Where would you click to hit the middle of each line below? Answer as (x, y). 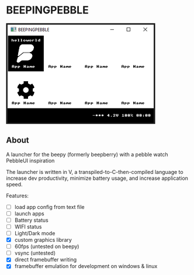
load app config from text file (49, 207)
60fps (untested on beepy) (47, 246)
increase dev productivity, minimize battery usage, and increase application (97, 178)
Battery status (31, 220)
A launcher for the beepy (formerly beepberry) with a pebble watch (87, 154)
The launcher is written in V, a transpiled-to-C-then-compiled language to (95, 172)
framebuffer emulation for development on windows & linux (86, 266)
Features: (18, 196)
